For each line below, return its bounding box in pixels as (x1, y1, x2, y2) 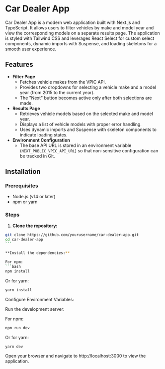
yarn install (5, 287, 32, 292)
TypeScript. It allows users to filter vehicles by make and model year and (5, 24, 154, 30)
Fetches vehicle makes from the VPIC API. (19, 79, 106, 85)
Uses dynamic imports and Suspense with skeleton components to (19, 126, 157, 132)
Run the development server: (5, 306, 65, 312)
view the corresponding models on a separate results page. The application (5, 30, 160, 36)
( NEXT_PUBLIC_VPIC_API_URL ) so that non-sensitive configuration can (19, 147, 159, 153)
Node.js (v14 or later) (12, 194, 56, 200)
